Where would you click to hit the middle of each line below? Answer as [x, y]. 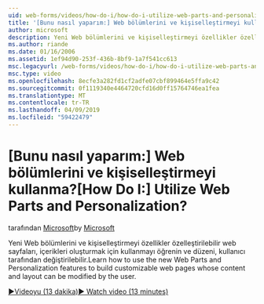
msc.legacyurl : [33, 67]
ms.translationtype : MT [47, 96]
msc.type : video [35, 74]
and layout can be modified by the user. [72, 276]
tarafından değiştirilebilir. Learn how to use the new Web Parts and [115, 259]
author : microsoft [38, 30]
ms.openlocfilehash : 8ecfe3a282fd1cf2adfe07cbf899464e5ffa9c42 [114, 81]
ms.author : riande [38, 45]
